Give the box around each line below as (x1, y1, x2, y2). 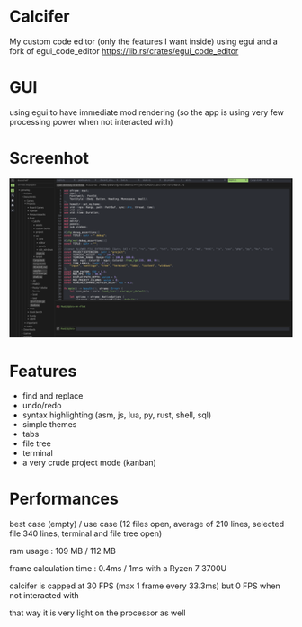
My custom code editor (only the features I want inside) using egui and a (9, 36, 279, 47)
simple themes (22, 419, 77, 430)
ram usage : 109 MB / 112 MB (9, 546, 117, 557)
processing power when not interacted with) (9, 116, 173, 127)
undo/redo (22, 400, 62, 411)
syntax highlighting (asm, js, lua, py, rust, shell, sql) (22, 409, 212, 420)
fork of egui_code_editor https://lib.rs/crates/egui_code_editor (9, 45, 239, 56)
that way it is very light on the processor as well (9, 607, 186, 618)
